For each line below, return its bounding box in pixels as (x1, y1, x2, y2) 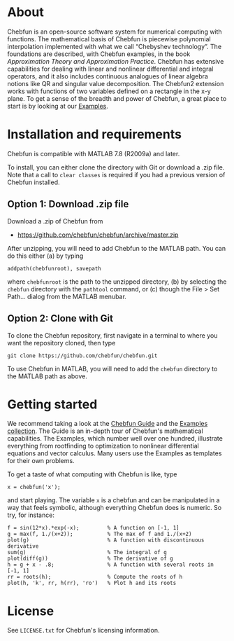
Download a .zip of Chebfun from (7, 216, 103, 225)
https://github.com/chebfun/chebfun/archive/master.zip (17, 230, 179, 239)
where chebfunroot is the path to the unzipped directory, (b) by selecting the (7, 277, 227, 286)
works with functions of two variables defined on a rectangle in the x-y (7, 87, 211, 95)
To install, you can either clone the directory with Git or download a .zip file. (7, 163, 225, 172)
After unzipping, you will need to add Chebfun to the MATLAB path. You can (7, 244, 226, 252)
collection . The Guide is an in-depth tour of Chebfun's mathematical (7, 427, 204, 435)
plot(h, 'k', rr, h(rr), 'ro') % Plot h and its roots (7, 579, 177, 587)
